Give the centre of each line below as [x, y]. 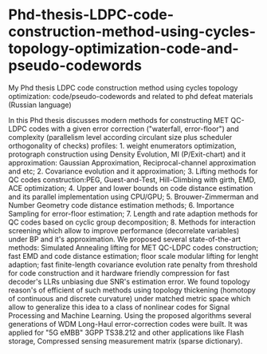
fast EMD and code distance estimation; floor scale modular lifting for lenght [133, 256]
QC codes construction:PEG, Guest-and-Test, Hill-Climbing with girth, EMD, [132, 179]
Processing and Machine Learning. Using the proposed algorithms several [130, 315]
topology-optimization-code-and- [124, 49]
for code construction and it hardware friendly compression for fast [119, 272]
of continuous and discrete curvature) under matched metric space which [130, 298]
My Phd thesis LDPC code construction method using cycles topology [123, 88]
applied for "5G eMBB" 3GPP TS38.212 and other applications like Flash [126, 332]
